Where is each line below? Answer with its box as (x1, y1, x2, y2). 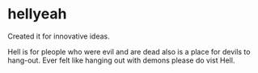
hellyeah (7, 5, 67, 23)
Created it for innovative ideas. (7, 31, 110, 41)
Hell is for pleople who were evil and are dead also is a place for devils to (7, 47, 251, 56)
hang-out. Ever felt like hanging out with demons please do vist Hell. (7, 55, 235, 65)
